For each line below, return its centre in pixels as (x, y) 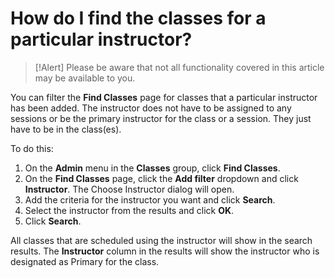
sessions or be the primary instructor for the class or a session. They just (161, 118)
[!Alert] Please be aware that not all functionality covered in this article (179, 67)
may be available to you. (85, 78)
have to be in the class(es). (66, 129)
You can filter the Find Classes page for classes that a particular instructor (164, 97)
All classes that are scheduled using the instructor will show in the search (161, 240)
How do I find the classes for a (138, 18)
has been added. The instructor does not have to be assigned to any (151, 108)
